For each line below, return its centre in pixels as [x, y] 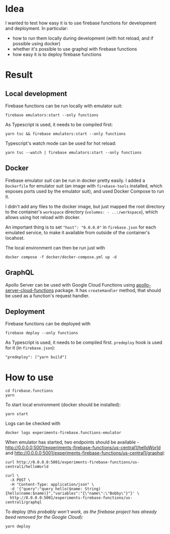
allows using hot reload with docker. [43, 217]
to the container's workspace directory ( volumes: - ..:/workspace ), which [82, 212]
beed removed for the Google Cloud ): [44, 517]
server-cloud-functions [30, 290]
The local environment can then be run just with [55, 247]
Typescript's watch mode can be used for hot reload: [61, 143]
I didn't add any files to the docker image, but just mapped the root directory [85, 206]
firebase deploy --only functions [42, 333]
